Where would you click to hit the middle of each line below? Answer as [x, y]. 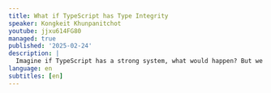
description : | [34, 53]
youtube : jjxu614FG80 [45, 31]
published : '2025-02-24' [50, 46]
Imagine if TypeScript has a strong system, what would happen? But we [140, 61]
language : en [30, 69]
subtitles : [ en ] [36, 76]
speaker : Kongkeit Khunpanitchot [65, 23]
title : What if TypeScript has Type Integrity [88, 16]
